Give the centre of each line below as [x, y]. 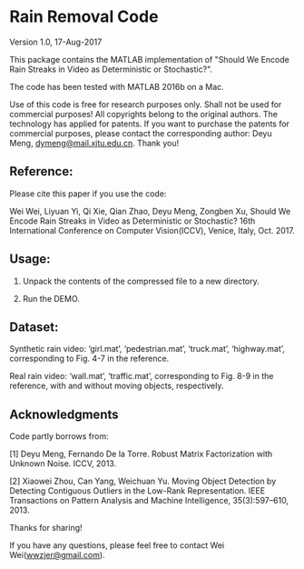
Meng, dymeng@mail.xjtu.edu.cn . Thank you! [94, 143]
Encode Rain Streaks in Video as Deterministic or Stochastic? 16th [132, 221]
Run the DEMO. [51, 298]
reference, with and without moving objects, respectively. [117, 386]
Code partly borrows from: [59, 436]
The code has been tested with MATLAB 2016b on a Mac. [117, 86]
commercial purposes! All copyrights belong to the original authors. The [144, 114]
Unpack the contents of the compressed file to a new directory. [141, 281]
